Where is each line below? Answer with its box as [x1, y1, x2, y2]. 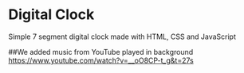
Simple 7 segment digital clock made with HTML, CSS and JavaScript [8, 32, 237, 41]
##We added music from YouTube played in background [8, 47, 194, 56]
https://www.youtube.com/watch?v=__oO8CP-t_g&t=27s [8, 56, 194, 65]
